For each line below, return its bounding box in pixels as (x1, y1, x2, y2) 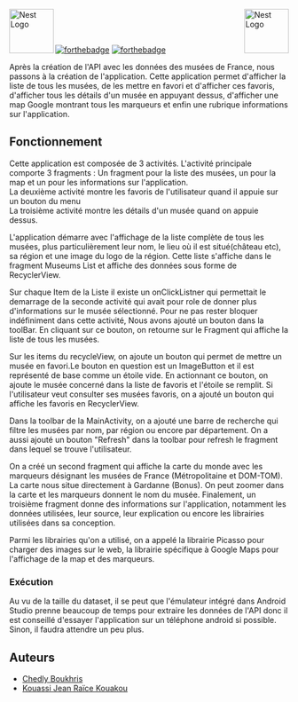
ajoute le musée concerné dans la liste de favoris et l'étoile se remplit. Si (9, 379, 273, 390)
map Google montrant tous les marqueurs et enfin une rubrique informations (9, 99, 288, 110)
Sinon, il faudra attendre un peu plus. (9, 624, 145, 635)
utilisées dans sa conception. (9, 517, 116, 528)
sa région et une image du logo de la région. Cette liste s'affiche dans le (9, 250, 272, 261)
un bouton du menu (9, 195, 82, 206)
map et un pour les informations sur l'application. (9, 177, 189, 187)
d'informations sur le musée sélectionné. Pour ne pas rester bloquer (9, 305, 258, 316)
